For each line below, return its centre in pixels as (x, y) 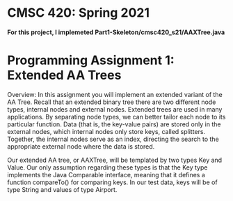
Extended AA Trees (64, 75)
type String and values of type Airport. (62, 189)
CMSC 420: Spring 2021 (78, 13)
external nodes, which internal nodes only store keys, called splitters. (106, 131)
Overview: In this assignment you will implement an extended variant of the (115, 94)
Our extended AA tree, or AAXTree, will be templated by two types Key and (115, 160)
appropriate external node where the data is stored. (81, 146)
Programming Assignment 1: (91, 60)
